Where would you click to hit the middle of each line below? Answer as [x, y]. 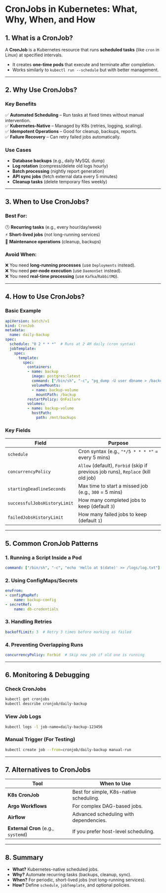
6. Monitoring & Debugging [47, 675]
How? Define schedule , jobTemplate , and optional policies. [71, 885]
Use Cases [18, 150]
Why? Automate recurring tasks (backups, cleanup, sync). [72, 875]
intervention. [18, 120]
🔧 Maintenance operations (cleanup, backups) [53, 241]
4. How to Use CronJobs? [45, 297]
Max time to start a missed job [113, 486]
